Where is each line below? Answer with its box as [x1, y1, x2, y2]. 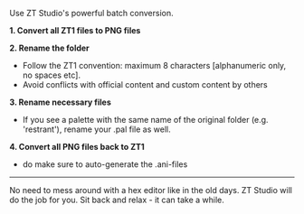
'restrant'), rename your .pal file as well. [22, 124, 171, 135]
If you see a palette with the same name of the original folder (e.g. [22, 115, 269, 125]
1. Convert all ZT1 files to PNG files [9, 25, 141, 35]
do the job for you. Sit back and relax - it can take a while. [9, 194, 224, 205]
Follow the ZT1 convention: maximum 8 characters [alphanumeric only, [22, 60, 287, 70]
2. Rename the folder [9, 42, 90, 53]
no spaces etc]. [22, 70, 81, 80]
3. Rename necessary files [9, 97, 111, 107]
